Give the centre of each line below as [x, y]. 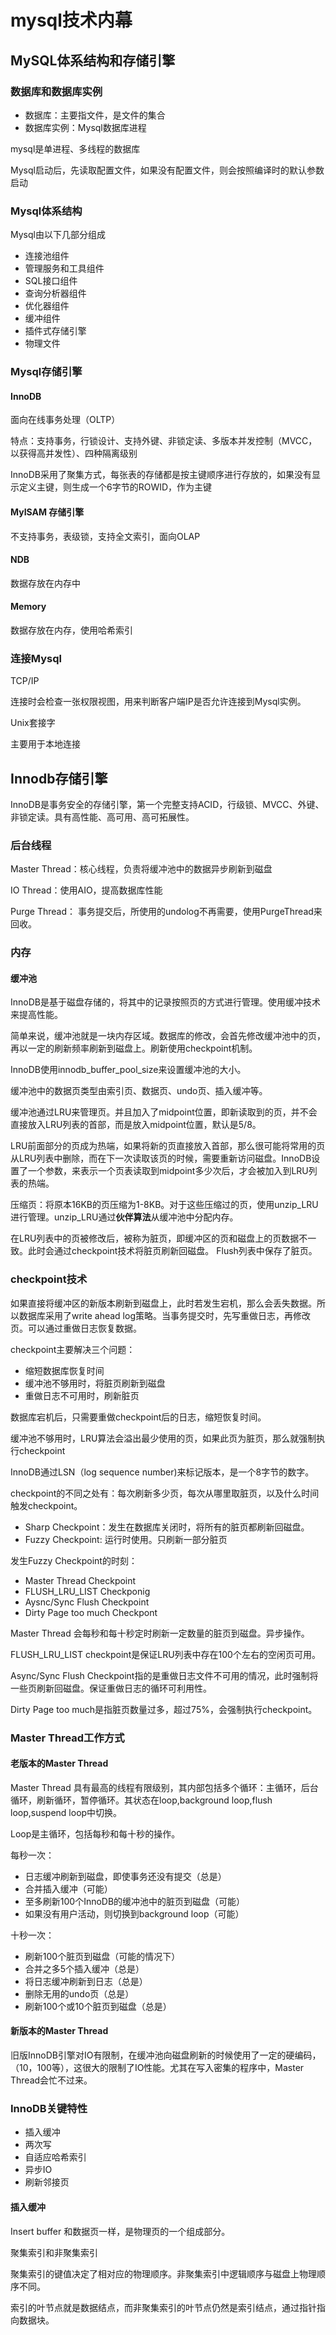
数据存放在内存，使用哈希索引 [71, 630]
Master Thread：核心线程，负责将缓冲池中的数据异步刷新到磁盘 [141, 869]
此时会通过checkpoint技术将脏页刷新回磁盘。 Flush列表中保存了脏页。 [172, 1251]
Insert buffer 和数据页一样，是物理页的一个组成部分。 [120, 2231]
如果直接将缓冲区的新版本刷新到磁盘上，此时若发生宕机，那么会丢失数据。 [163, 1303]
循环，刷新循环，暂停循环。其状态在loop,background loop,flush [141, 1800]
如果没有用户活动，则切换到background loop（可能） [134, 1913]
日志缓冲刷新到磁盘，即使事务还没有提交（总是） [125, 1876]
